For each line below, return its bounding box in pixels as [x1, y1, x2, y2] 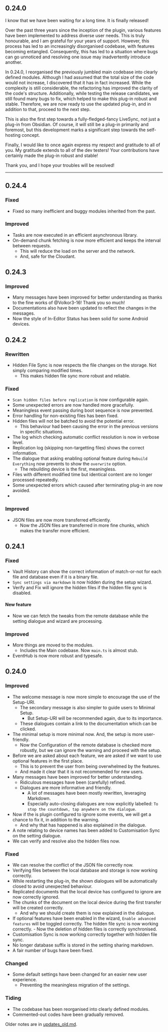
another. [5, 59, 22, 65]
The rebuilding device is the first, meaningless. [19, 466, 116, 472]
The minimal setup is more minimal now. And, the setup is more [12, 731, 143, 737]
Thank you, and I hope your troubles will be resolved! [5, 162, 115, 168]
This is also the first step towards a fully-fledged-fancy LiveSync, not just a [5, 116, 160, 122]
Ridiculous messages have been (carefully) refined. [19, 779, 126, 785]
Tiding [5, 995, 21, 1002]
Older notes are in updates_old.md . [5, 1021, 77, 1027]
